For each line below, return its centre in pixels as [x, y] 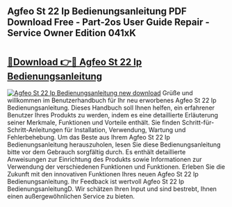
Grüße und [177, 93]
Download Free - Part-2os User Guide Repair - [108, 23]
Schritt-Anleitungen [35, 130]
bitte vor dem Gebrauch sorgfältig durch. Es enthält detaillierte [97, 152]
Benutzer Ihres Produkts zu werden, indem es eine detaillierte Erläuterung [113, 115]
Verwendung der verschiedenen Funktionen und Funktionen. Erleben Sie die [116, 167]
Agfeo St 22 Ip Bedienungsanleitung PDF [97, 11]
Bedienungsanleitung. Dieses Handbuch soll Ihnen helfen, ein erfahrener [111, 108]
